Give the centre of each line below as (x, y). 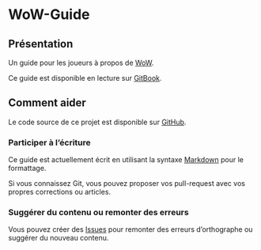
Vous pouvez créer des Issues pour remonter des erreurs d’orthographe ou (130, 229)
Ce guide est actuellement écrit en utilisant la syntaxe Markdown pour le (126, 160)
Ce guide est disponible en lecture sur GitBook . (85, 78)
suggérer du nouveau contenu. (59, 238)
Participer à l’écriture (49, 142)
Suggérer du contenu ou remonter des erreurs (98, 213)
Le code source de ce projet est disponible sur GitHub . (97, 122)
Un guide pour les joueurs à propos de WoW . (81, 62)
